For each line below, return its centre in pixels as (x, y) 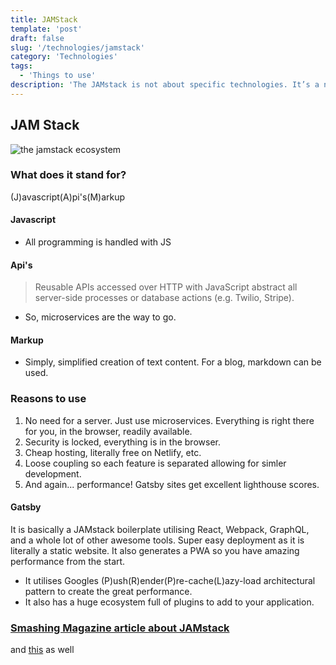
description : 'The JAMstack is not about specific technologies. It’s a (165, 85)
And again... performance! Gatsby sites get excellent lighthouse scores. (172, 484)
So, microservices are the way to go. (100, 317)
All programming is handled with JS (98, 242)
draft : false (37, 38)
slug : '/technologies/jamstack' (77, 47)
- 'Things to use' (58, 76)
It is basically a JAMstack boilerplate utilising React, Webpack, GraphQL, (160, 529)
